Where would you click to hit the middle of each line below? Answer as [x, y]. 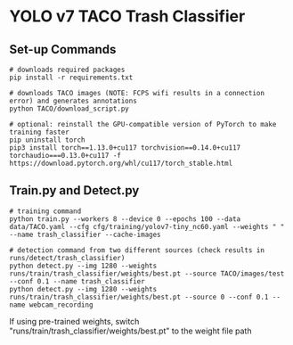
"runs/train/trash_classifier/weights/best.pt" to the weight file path [130, 331]
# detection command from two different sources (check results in [137, 250]
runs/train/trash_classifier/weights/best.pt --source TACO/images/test [147, 274]
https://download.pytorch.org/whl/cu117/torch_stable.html [121, 163]
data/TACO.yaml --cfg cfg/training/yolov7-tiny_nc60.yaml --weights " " [147, 226]
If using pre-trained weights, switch [74, 321]
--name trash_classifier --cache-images [85, 234]
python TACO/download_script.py [69, 109]
